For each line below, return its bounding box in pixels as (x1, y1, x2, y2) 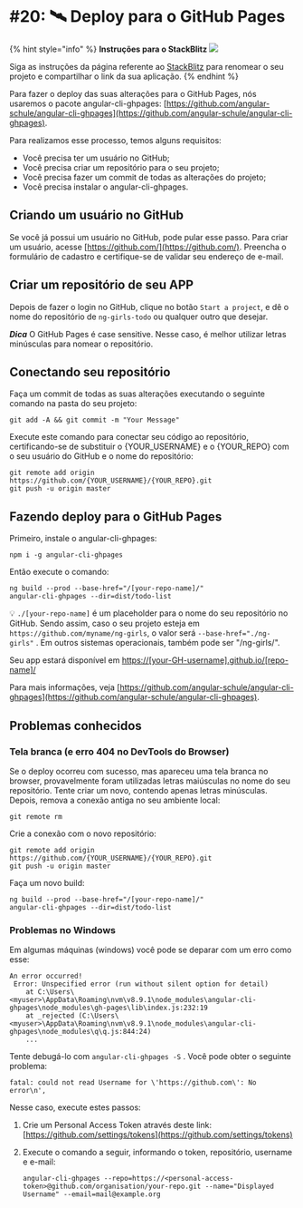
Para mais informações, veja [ (9, 682, 120, 693)
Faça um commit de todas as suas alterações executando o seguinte (9, 388, 265, 399)
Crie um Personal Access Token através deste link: (22, 1120, 213, 1131)
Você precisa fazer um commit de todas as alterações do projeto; (22, 171, 267, 182)
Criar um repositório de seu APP (9, 278, 194, 293)
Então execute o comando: (9, 567, 109, 578)
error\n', (9, 1086, 47, 1096)
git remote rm (9, 812, 63, 821)
